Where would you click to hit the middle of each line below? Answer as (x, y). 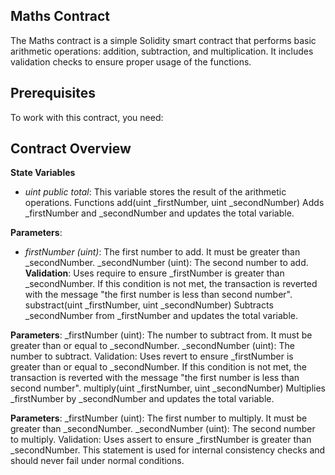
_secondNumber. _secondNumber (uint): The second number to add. (166, 263)
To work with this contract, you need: (87, 117)
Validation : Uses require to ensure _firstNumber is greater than (154, 273)
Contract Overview (71, 149)
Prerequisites (53, 93)
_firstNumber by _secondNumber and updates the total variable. (142, 399)
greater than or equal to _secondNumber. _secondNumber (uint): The (152, 346)
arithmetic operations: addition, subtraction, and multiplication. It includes (162, 51)
